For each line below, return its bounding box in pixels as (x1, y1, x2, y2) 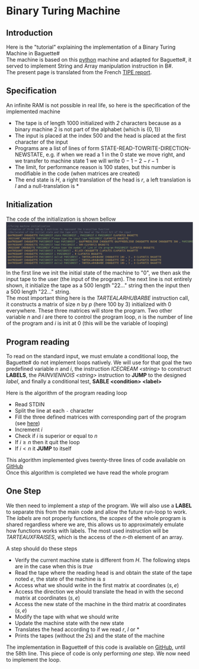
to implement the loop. (6, 656, 61, 663)
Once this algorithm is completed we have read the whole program (6, 469, 169, 476)
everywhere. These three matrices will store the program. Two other (6, 307, 173, 314)
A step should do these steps (6, 544, 78, 552)
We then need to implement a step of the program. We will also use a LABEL (6, 502, 192, 509)
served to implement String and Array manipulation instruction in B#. (6, 62, 174, 69)
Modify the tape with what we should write (14, 613, 120, 620)
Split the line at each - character (14, 407, 94, 415)
